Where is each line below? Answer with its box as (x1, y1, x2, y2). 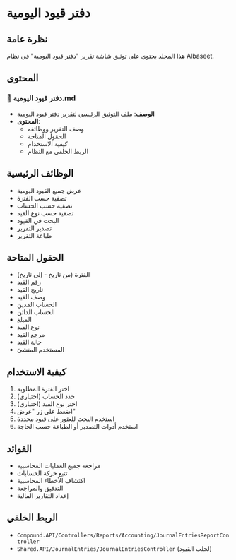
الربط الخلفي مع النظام (27, 147, 89, 155)
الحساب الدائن (16, 308, 55, 316)
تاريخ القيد (16, 285, 44, 294)
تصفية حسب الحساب (16, 201, 73, 210)
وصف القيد (16, 293, 46, 302)
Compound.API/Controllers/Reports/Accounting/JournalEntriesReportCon (16, 532, 230, 539)
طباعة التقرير (16, 231, 52, 239)
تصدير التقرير (16, 224, 52, 232)
